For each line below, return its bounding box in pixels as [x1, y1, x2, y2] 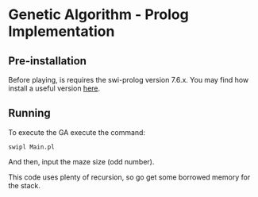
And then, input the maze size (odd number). [8, 156, 155, 166]
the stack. [8, 180, 41, 190]
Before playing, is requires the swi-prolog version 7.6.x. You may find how [8, 75, 249, 84]
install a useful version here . [8, 83, 101, 93]
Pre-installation [8, 54, 87, 68]
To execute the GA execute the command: [8, 127, 145, 137]
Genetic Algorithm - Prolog [8, 6, 189, 24]
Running [8, 106, 52, 120]
